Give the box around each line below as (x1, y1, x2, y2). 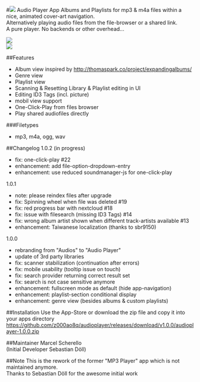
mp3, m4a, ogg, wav (14, 133, 65, 140)
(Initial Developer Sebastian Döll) (6, 346, 86, 353)
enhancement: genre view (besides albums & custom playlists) (14, 297, 168, 304)
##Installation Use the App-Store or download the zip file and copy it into (6, 309, 186, 316)
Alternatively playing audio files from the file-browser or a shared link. (6, 19, 177, 26)
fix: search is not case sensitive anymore (14, 278, 115, 285)
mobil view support (14, 97, 62, 104)
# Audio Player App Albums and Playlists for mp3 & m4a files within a (6, 7, 182, 13)
